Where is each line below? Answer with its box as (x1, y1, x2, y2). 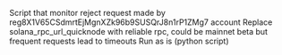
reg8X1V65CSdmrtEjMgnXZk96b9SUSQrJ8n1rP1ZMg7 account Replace (9, 17, 273, 27)
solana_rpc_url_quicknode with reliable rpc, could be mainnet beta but (9, 27, 269, 36)
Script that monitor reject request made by (9, 8, 166, 18)
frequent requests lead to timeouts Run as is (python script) (9, 35, 230, 46)
